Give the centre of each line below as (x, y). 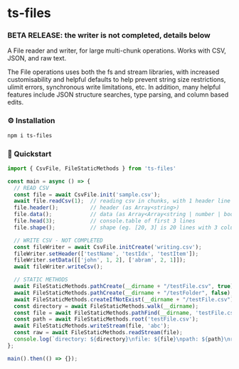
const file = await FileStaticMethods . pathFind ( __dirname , (103, 313)
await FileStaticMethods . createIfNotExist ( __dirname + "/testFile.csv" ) (124, 299)
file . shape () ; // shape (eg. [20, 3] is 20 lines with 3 (116, 228)
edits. (15, 102)
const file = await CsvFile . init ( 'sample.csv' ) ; (87, 194)
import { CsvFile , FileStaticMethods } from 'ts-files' (92, 169)
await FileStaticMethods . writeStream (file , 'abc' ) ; (92, 326)
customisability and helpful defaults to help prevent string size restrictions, (117, 80)
